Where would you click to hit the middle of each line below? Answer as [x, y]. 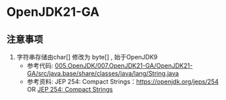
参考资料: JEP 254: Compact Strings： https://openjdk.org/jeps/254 [123, 81]
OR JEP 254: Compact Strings [70, 89]
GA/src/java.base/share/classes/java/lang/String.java [103, 73]
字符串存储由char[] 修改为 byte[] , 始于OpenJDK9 [87, 57]
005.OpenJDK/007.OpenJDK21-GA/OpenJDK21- [124, 66]
